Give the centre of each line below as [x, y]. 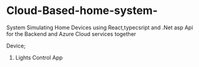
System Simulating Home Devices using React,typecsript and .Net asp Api [100, 27]
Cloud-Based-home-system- [82, 11]
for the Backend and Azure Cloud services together [71, 33]
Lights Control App [39, 57]
